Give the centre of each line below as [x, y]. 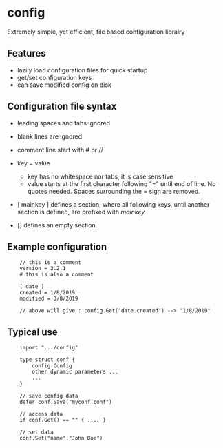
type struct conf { [47, 360]
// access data [41, 414]
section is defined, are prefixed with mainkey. [82, 212]
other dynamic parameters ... [75, 372]
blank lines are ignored [50, 136]
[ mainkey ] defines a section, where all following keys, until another [113, 204]
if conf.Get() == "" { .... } [63, 420]
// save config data [49, 396]
